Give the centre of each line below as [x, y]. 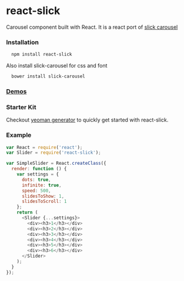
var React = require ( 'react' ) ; [44, 147]
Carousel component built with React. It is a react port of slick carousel [92, 27]
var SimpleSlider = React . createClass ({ [56, 163]
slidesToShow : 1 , [43, 196]
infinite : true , [41, 185]
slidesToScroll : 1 [44, 202]
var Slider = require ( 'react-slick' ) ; [53, 153]
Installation [23, 42]
